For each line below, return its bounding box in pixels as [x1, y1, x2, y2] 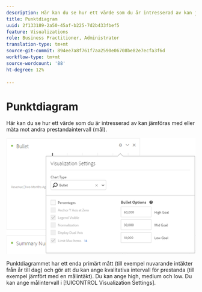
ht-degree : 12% [6, 67, 44, 73]
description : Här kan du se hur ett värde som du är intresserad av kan [6, 10, 192, 16]
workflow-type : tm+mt [6, 54, 61, 60]
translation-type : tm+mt [6, 41, 69, 47]
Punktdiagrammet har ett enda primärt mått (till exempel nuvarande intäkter [6, 260, 193, 267]
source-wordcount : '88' [6, 60, 66, 66]
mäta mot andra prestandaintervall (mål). [6, 126, 107, 133]
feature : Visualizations [6, 29, 69, 35]
